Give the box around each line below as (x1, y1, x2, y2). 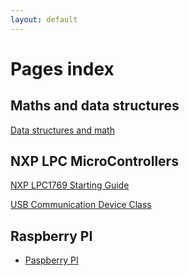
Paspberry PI (24, 254, 79, 266)
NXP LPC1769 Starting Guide (10, 179, 130, 191)
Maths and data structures (10, 97, 180, 115)
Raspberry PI (10, 227, 93, 245)
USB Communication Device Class (10, 199, 152, 211)
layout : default (10, 14, 78, 25)
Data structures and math (10, 124, 115, 136)
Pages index (10, 57, 115, 80)
